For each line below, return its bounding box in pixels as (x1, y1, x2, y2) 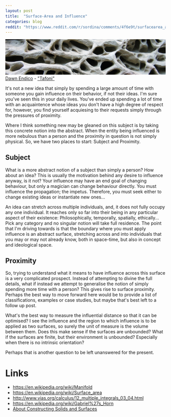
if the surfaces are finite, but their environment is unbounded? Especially (5, 334, 158, 340)
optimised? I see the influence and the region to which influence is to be (5, 318, 156, 324)
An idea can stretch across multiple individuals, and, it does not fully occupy (5, 204, 165, 210)
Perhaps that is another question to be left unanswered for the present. (5, 350, 154, 356)
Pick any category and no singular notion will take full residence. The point (5, 220, 162, 226)
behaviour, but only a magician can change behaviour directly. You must (5, 183, 157, 189)
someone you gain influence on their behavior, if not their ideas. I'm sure (5, 90, 158, 96)
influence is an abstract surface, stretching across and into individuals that (5, 231, 162, 237)
